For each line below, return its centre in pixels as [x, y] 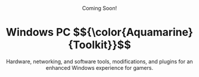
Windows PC [38, 33]
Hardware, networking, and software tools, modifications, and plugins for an [99, 61]
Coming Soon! [99, 8]
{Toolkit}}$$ [99, 45]
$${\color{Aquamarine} [133, 33]
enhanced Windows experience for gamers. [99, 67]
